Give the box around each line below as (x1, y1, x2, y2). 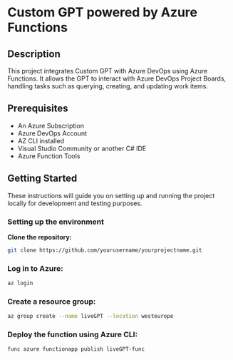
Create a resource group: (7, 297, 96, 307)
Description (7, 48, 61, 60)
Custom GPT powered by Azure (7, 4, 198, 21)
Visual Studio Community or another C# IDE (17, 144, 147, 153)
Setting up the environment (7, 217, 105, 227)
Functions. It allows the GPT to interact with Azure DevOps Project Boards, (7, 74, 227, 83)
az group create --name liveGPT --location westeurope (7, 313, 174, 320)
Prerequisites (7, 103, 68, 115)
